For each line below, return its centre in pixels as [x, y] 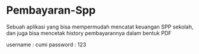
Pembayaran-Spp [51, 10]
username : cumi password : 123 [46, 45]
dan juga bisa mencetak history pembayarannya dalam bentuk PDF [89, 33]
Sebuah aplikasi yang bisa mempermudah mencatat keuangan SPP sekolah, [100, 27]
